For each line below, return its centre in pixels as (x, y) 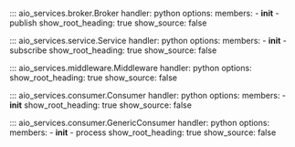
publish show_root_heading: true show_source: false (108, 23)
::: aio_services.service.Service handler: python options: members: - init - (148, 41)
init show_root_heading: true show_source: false (100, 105)
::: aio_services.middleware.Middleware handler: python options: (131, 68)
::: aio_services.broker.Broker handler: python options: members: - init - (145, 13)
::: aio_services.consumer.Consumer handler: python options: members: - (147, 95)
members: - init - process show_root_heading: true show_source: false (143, 132)
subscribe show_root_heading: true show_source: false (113, 50)
